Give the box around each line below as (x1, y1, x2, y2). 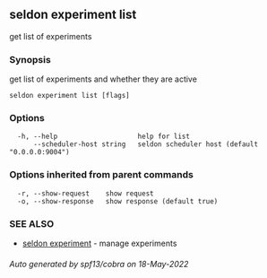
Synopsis (9, 53, 51, 65)
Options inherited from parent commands (9, 169, 194, 181)
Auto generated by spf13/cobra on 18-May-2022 (9, 258, 189, 269)
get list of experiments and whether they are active (9, 74, 197, 84)
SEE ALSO (9, 217, 55, 230)
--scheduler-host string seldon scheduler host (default (32, 140, 258, 149)
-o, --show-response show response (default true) (17, 196, 219, 205)
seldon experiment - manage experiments (22, 238, 177, 248)
